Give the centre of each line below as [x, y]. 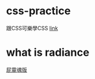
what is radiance [48, 53]
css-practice [39, 11]
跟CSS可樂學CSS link [32, 28]
